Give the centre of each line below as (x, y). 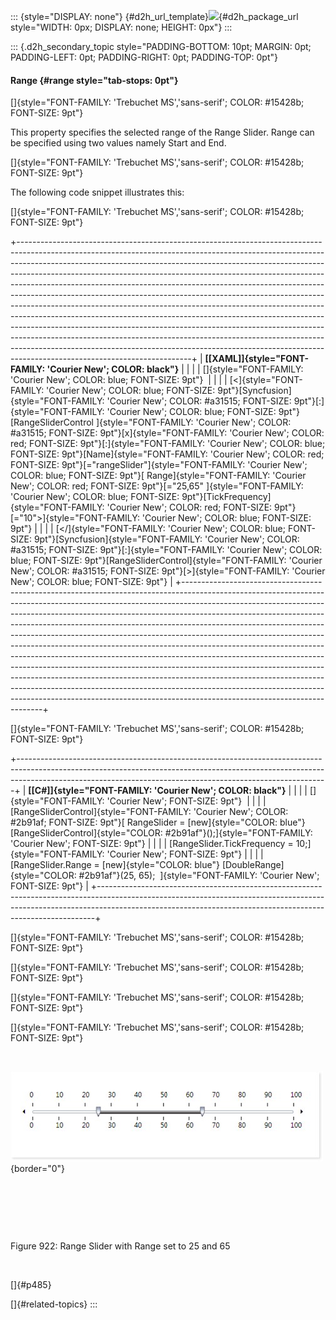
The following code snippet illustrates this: (97, 192)
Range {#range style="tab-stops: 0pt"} (94, 80)
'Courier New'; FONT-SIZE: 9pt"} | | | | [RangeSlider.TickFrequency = (152, 844)
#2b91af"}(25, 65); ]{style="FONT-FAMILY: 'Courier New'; (199, 876)
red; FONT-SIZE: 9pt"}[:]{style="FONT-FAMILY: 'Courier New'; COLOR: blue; (168, 444)
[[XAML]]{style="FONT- (256, 359)
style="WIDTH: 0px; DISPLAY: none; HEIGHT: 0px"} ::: (121, 27)
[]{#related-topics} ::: (54, 1304)
